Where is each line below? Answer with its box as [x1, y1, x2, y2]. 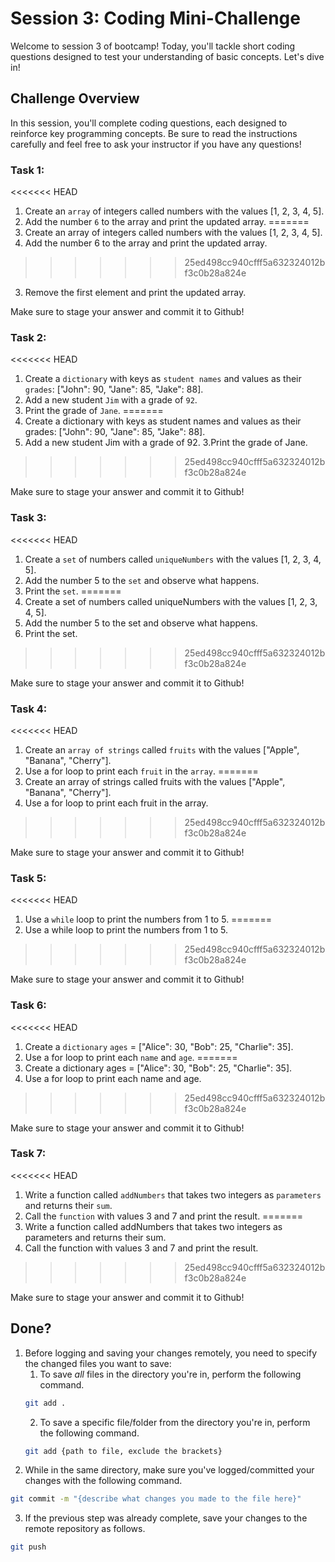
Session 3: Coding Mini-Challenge [10, 7, 301, 30]
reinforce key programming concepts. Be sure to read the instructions [10, 127, 298, 139]
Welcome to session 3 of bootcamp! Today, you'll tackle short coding [10, 40, 296, 52]
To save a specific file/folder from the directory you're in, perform [39, 1416, 311, 1428]
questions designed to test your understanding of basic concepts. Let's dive [10, 50, 325, 62]
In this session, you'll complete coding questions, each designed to [10, 117, 288, 129]
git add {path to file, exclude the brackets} [24, 1446, 223, 1456]
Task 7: [10, 1147, 47, 1161]
